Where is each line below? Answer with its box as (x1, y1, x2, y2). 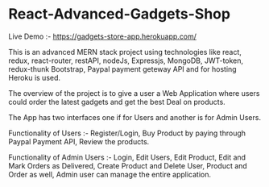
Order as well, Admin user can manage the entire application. (8, 169, 212, 179)
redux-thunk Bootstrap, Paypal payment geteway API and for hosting (8, 64, 237, 73)
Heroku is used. (8, 73, 61, 82)
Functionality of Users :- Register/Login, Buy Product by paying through (8, 128, 246, 138)
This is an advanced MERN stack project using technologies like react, (8, 47, 242, 56)
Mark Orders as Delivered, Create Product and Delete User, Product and (8, 160, 247, 170)
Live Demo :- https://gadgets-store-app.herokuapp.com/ (8, 31, 197, 41)
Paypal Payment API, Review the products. (8, 136, 150, 146)
